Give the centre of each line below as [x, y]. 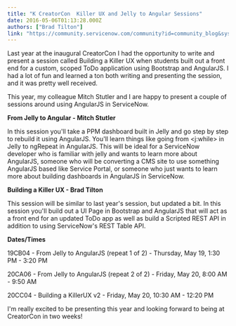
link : [15, 33]
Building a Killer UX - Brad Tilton [55, 190]
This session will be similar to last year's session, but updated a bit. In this [114, 204]
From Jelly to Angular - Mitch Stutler [61, 118]
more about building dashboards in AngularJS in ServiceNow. [96, 176]
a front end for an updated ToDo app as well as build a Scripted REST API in [117, 219]
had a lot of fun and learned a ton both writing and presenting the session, [115, 76]
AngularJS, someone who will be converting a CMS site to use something [113, 162]
